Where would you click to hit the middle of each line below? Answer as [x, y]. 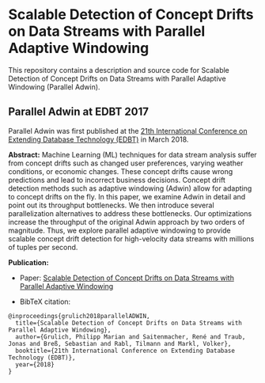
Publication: [28, 262]
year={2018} [35, 364]
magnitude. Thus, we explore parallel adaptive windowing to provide [119, 230]
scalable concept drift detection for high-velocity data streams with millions [131, 238]
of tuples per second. [43, 247]
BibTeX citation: [45, 301]
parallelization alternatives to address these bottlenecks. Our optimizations [130, 213]
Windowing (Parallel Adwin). [54, 87]
